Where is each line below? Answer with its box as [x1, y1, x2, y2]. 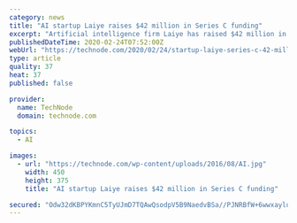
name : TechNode [17, 103, 73, 111]
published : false [9, 79, 73, 88]
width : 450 [25, 167, 65, 177]
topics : [9, 127, 38, 136]
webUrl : [9, 46, 38, 55]
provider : [9, 95, 46, 104]
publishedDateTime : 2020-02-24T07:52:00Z [9, 37, 164, 47]
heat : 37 [9, 71, 42, 80]
